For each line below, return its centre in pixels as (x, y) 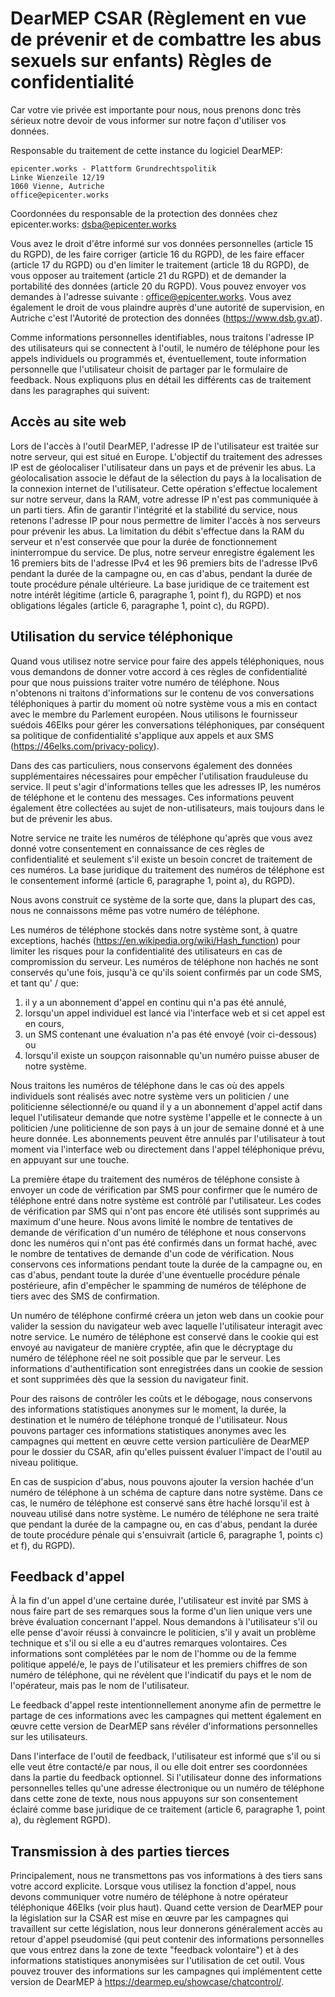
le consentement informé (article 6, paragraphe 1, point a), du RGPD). (153, 880)
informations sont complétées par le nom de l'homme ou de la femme (153, 1654)
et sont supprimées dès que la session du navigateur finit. (129, 1379)
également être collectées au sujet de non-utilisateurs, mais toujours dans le (167, 808)
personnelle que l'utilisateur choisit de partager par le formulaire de (149, 369)
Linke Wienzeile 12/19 (57, 177)
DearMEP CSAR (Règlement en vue (158, 18)
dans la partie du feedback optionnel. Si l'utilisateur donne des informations (166, 1778)
